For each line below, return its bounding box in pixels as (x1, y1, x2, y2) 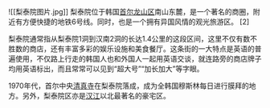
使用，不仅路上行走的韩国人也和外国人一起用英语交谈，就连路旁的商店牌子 (14, 54, 262, 63)
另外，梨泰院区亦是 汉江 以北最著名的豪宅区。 (22, 91, 170, 100)
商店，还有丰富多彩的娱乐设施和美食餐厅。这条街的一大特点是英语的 (29, 44, 255, 54)
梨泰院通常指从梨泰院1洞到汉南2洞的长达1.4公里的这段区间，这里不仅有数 (8, 34, 251, 43)
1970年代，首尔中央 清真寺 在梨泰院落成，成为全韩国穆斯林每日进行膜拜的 (8, 81, 249, 90)
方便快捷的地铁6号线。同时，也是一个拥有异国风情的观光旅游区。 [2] (22, 17, 250, 26)
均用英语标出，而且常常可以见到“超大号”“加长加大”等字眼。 (8, 64, 204, 74)
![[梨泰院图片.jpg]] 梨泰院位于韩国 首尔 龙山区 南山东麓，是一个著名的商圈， (8, 7, 253, 16)
